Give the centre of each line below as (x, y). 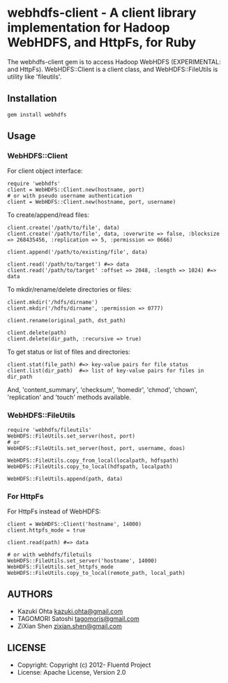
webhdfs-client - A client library (102, 13)
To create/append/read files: (48, 215)
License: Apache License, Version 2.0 (71, 672)
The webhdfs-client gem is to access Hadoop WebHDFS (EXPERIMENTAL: (114, 61)
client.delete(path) (37, 333)
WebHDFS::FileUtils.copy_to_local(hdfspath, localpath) (90, 466)
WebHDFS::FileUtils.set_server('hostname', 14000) (82, 561)
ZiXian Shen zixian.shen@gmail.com (69, 626)
